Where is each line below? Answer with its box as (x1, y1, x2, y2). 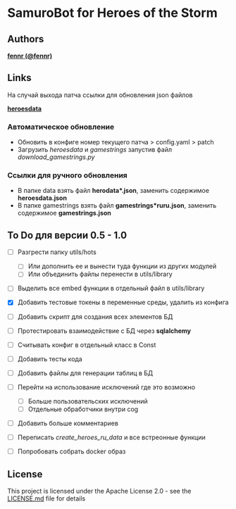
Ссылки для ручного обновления (7, 170, 128, 180)
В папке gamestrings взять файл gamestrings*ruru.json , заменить (17, 201, 217, 210)
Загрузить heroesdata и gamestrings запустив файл (17, 146, 173, 154)
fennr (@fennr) (7, 51, 53, 60)
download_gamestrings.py (17, 153, 95, 161)
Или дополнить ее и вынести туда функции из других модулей (27, 262, 217, 270)
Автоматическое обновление (7, 122, 115, 132)
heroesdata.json (17, 194, 67, 202)
